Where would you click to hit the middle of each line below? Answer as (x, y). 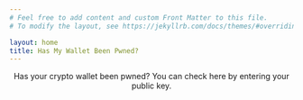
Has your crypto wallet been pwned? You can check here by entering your (151, 77)
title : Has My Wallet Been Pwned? (74, 50)
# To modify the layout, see (64, 26)
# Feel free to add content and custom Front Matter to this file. (139, 18)
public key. (151, 86)
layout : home (34, 42)
